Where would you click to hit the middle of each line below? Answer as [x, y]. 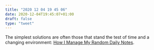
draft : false [19, 19]
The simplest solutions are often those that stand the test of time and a [77, 37]
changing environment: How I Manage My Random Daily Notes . [70, 43]
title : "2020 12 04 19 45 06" [36, 10]
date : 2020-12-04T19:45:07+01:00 [40, 14]
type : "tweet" [20, 23]
